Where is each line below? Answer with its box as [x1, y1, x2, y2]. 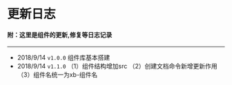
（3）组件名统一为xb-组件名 [17, 71, 98, 79]
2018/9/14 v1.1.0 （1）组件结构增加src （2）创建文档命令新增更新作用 [17, 62, 217, 71]
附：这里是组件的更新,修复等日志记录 [7, 30, 113, 38]
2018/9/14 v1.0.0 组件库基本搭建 [17, 53, 110, 62]
